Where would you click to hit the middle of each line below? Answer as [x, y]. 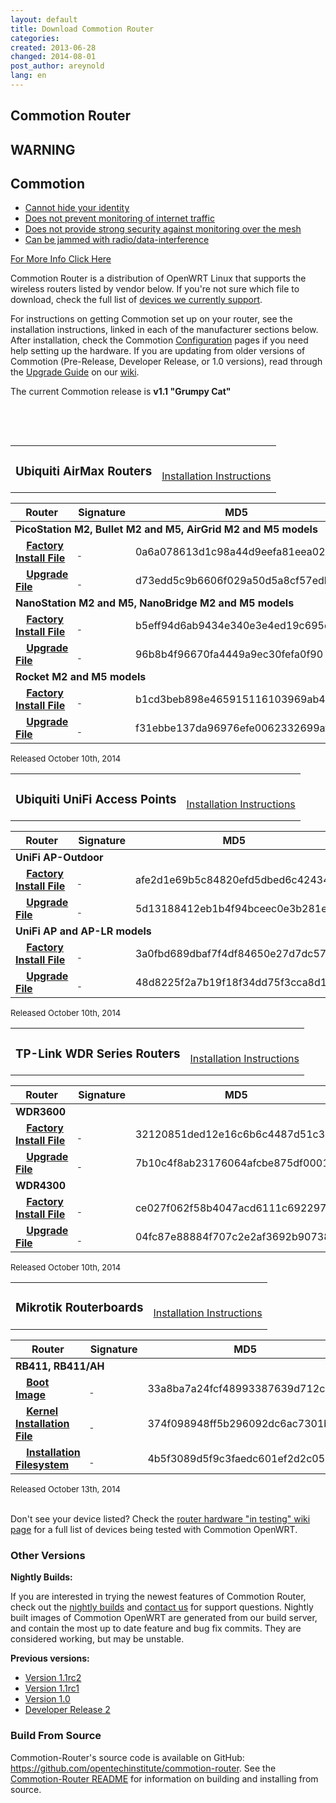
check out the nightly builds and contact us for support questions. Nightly [162, 1607]
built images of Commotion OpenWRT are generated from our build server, [164, 1618]
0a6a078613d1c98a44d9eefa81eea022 [233, 552]
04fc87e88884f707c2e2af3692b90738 [232, 1237]
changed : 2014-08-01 [53, 57]
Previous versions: [50, 1658]
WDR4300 [41, 1186]
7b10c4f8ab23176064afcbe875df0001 [232, 1163]
